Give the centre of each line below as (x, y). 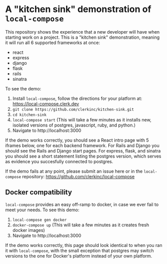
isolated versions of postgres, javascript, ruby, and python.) (74, 125)
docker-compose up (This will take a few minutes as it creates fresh (81, 225)
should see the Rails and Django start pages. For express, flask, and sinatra (83, 151)
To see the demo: (23, 88)
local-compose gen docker (39, 220)
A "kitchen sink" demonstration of (78, 9)
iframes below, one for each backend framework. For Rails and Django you (82, 145)
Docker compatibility (39, 192)
